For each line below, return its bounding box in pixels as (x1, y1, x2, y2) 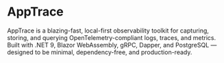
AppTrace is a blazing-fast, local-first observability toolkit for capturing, (7, 26, 209, 35)
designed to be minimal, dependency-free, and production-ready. (7, 48, 192, 56)
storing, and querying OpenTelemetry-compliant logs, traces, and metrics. (7, 33, 216, 41)
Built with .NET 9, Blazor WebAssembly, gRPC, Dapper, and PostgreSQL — (7, 41, 217, 49)
